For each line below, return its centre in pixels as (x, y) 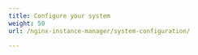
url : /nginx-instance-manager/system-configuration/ (99, 31)
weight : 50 (27, 23)
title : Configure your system (60, 16)
